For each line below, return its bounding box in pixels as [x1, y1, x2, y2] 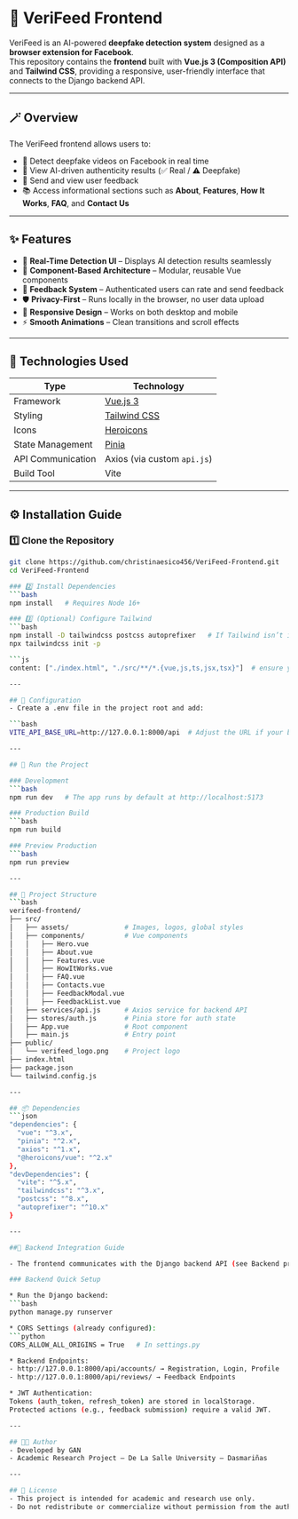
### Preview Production [9, 841, 98, 851]
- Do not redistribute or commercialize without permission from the [9, 1502, 272, 1511]
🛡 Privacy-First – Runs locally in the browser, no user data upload [21, 293, 264, 305]
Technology [132, 380, 184, 393]
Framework [13, 395, 61, 408]
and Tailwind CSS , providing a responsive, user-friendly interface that [9, 66, 266, 76]
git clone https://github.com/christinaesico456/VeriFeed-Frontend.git [9, 558, 279, 567]
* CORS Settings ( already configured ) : [9, 1324, 157, 1332]
